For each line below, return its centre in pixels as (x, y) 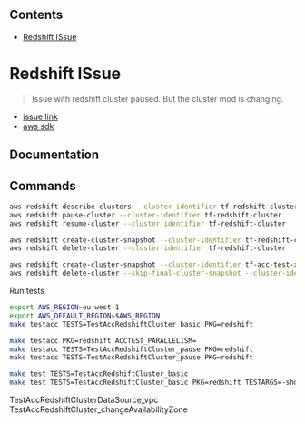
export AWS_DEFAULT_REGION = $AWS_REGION (85, 316)
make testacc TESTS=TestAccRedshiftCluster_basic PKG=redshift (132, 324)
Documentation (54, 155)
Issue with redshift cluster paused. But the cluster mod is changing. (157, 98)
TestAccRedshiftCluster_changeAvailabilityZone (98, 409)
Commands (43, 186)
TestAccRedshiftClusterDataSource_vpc (84, 400)
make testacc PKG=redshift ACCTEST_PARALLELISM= (103, 340)
